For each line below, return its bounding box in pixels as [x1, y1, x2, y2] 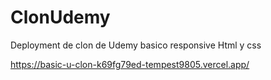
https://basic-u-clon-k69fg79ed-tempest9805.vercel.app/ [10, 58, 250, 70]
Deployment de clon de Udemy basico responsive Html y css [10, 39, 262, 51]
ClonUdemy [10, 6, 111, 29]
